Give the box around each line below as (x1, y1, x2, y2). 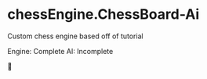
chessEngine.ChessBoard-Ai (7, 5, 200, 23)
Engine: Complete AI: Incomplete (7, 46, 114, 56)
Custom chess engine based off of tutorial (7, 31, 143, 41)
